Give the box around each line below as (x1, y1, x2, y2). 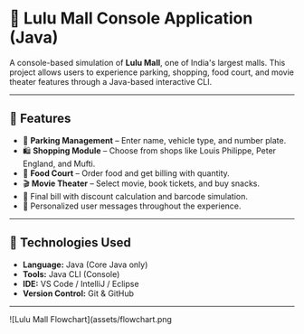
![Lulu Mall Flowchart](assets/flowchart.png (9, 313, 172, 324)
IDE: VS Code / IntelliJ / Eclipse (22, 278, 139, 289)
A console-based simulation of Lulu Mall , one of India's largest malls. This (9, 57, 286, 68)
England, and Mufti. (22, 158, 96, 169)
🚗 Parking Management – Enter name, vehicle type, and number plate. (22, 135, 287, 145)
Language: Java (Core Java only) (22, 259, 148, 270)
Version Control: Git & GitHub (22, 288, 134, 299)
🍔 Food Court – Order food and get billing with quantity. (22, 167, 231, 179)
